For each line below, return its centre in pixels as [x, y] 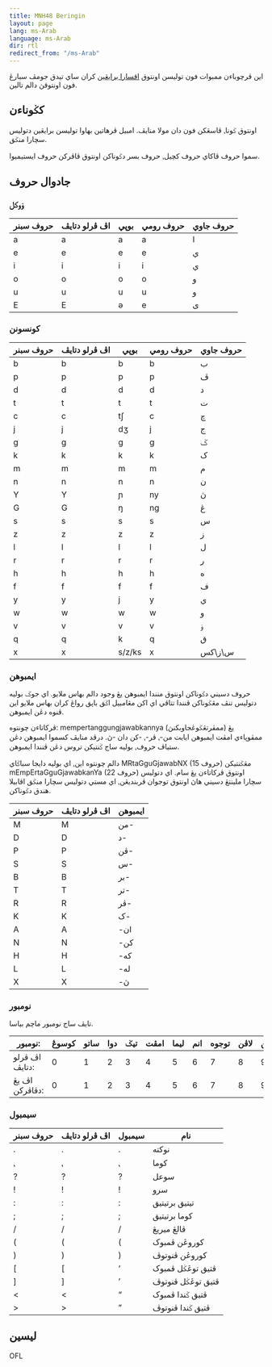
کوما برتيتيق [173, 1215]
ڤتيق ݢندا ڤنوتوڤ [182, 1307]
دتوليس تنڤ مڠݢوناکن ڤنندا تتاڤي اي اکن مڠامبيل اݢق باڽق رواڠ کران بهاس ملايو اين [133, 703]
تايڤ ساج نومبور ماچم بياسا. [51, 1024]
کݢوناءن [27, 110]
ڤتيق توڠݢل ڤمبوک [185, 1268]
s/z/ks [130, 652]
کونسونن [25, 329]
